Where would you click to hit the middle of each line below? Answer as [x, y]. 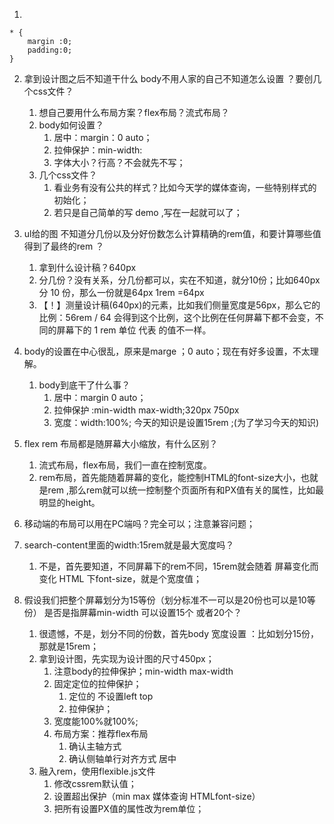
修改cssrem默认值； [95, 783]
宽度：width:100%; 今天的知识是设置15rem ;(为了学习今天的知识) [186, 422]
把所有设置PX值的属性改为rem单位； [129, 808]
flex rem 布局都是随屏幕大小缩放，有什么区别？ [121, 443]
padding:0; [50, 50]
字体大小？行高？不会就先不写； [119, 162]
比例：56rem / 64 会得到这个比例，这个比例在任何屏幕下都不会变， [177, 317]
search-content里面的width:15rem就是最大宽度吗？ [129, 545]
